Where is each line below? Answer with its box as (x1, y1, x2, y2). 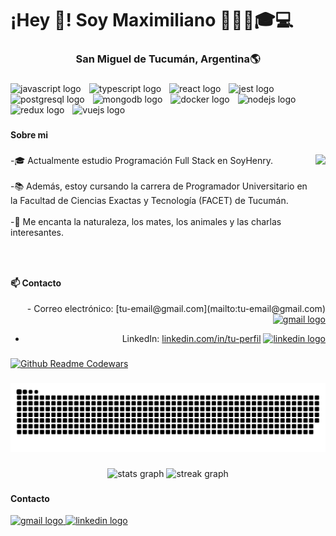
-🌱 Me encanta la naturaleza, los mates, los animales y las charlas (10, 215, 282, 227)
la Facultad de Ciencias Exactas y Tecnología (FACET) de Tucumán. (10, 194, 289, 206)
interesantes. (10, 226, 65, 238)
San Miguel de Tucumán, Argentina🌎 (75, 52, 261, 66)
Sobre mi (10, 128, 49, 141)
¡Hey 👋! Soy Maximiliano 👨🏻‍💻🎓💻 (10, 9, 294, 32)
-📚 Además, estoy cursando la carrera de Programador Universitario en (10, 180, 308, 192)
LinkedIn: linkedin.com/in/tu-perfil (121, 333, 262, 345)
